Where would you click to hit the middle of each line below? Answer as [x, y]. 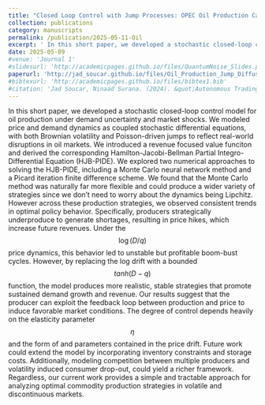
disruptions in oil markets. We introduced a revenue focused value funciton [130, 145]
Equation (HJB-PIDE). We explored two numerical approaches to [150, 162]
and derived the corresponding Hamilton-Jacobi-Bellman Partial [112, 153]
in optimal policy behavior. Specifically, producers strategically [110, 212]
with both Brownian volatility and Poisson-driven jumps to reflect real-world [131, 136]
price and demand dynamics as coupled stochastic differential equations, [127, 128]
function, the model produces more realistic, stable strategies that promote [130, 286]
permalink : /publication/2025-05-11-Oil [76, 37]
